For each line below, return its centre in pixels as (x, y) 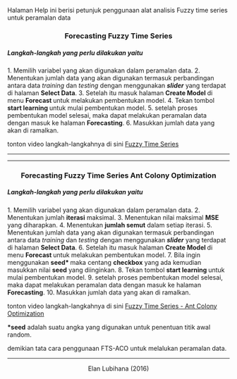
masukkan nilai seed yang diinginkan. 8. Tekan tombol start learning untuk (116, 270)
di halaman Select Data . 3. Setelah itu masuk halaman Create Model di (110, 93)
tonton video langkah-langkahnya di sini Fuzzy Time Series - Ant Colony (112, 306)
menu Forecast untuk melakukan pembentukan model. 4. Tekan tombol (111, 100)
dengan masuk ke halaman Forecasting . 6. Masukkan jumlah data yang (111, 123)
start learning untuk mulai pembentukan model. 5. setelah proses (103, 108)
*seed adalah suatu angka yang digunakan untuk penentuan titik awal (109, 327)
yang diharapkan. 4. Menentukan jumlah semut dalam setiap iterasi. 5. (110, 225)
